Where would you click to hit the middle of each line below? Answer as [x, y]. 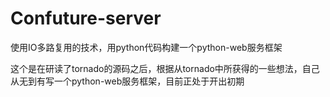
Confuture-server [86, 18]
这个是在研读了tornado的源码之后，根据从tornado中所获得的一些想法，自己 [165, 68]
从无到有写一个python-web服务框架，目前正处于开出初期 [127, 81]
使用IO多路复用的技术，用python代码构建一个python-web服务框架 [146, 47]
